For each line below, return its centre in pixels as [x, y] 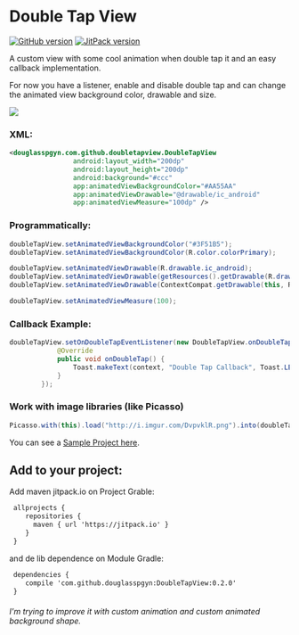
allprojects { [39, 508]
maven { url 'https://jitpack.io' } [101, 525]
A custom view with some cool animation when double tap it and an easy [143, 58]
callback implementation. [55, 68]
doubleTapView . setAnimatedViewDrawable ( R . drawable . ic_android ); [131, 268]
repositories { [53, 516]
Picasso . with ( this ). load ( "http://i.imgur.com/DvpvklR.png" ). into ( [135, 425]
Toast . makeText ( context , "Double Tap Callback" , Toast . [178, 367]
